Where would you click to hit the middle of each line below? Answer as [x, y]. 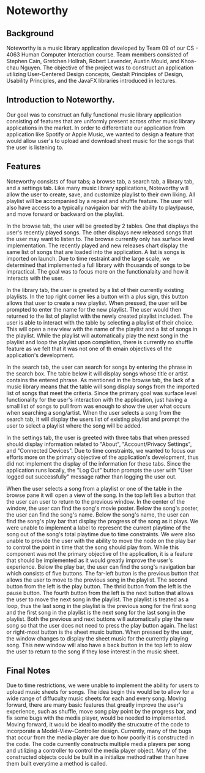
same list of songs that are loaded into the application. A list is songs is [96, 252]
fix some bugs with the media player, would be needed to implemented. [96, 718]
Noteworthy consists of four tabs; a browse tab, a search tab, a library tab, [100, 181]
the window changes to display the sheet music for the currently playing [97, 638]
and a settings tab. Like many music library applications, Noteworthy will [97, 188]
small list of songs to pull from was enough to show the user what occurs [99, 406]
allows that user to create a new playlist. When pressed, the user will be [97, 303]
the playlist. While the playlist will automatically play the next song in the [97, 336]
